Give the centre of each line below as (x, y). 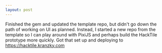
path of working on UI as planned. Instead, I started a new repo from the (80, 29)
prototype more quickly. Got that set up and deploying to (64, 40)
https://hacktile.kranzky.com (35, 45)
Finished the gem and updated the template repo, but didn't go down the (81, 24)
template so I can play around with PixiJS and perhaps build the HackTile (81, 34)
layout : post (19, 10)
